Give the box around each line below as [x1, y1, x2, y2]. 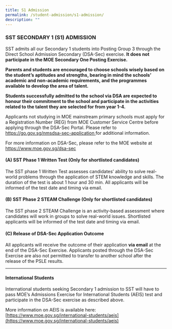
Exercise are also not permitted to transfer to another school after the [5, 253, 152, 259]
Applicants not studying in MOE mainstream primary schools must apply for [5, 113, 165, 119]
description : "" [5, 17, 40, 22]
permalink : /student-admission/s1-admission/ [5, 12, 104, 17]
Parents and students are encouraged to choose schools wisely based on [5, 66, 165, 72]
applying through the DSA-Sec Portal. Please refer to [5, 124, 117, 131]
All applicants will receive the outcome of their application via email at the [5, 242, 161, 248]
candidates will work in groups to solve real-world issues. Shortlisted [5, 213, 151, 219]
